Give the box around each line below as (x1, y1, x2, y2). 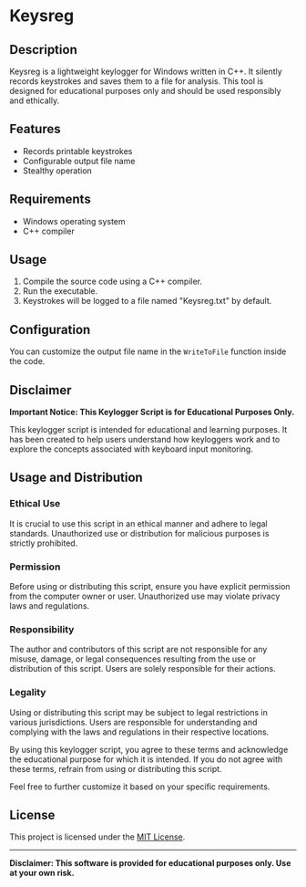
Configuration (9, 321, 91, 338)
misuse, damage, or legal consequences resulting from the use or (9, 653, 257, 664)
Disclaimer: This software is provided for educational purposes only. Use (9, 858, 291, 869)
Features (9, 121, 61, 137)
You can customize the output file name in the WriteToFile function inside (9, 346, 287, 357)
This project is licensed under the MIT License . (9, 831, 186, 842)
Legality (9, 686, 46, 699)
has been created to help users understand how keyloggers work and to (9, 434, 280, 445)
